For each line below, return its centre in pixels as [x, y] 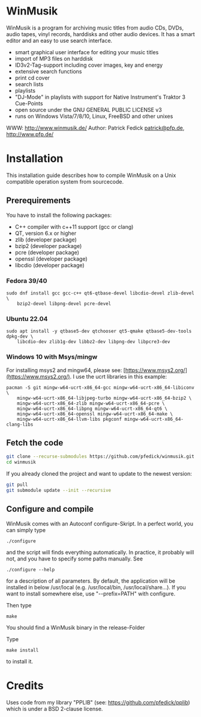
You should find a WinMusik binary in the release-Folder [76, 627]
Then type [19, 605]
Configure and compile [50, 509]
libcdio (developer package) [50, 265]
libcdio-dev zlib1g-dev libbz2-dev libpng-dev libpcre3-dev [94, 342]
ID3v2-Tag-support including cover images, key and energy [89, 65]
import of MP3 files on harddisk [54, 58]
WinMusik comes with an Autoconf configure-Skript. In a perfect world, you [100, 523]
